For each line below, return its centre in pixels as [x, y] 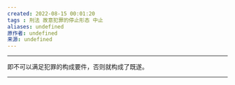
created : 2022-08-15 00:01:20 [51, 14]
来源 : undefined [30, 40]
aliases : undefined [36, 26]
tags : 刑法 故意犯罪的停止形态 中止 [55, 20]
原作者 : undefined [33, 33]
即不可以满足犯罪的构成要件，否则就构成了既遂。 [78, 67]
